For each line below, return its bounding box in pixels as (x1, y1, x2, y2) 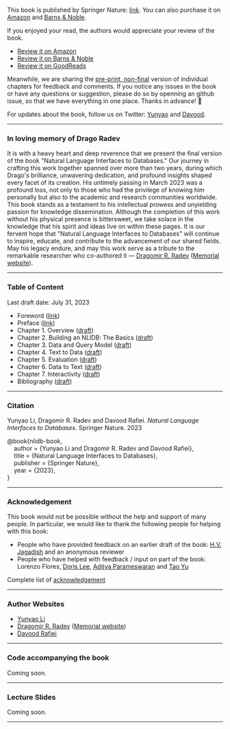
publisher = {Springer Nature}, (13, 458, 100, 467)
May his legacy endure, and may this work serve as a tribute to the (7, 244, 195, 253)
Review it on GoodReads (16, 62, 87, 69)
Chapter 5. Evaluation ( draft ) (16, 355, 97, 363)
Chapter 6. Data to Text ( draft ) (16, 362, 103, 370)
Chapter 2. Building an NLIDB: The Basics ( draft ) (16, 333, 154, 341)
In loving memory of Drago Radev (7, 133, 120, 143)
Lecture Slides (7, 692, 56, 702)
